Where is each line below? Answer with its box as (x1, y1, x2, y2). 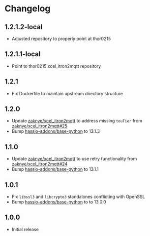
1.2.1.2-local (4, 23, 43, 31)
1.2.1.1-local (4, 50, 41, 58)
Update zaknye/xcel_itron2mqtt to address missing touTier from (11, 118, 143, 124)
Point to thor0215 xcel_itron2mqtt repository (11, 63, 101, 69)
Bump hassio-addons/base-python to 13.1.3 (11, 128, 100, 134)
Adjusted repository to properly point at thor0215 (11, 36, 111, 41)
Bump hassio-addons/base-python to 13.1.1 (11, 166, 99, 172)
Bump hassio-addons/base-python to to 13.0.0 (11, 199, 106, 205)
